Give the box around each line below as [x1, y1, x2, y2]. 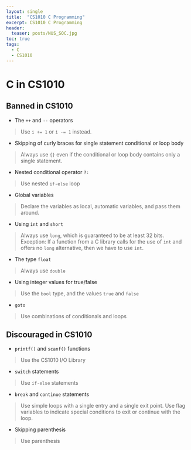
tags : [6, 42, 19, 48]
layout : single [6, 8, 43, 15]
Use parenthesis [20, 438, 60, 445]
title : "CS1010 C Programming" [6, 14, 85, 20]
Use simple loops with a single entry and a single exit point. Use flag [20, 402, 186, 409]
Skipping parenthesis [14, 426, 66, 433]
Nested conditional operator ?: [14, 168, 90, 175]
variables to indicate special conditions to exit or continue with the [20, 408, 180, 415]
